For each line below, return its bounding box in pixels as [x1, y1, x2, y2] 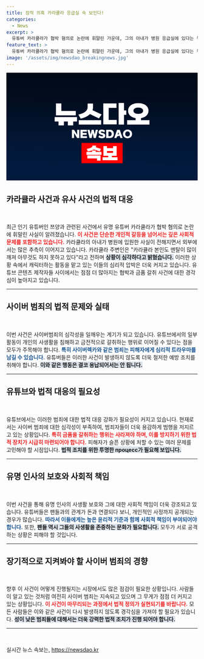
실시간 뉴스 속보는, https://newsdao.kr [6, 646, 99, 654]
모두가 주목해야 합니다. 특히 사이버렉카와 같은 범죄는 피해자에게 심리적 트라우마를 [6, 346, 196, 353]
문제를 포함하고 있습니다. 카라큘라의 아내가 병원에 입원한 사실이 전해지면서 [6, 238, 181, 246]
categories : [6, 16, 36, 23]
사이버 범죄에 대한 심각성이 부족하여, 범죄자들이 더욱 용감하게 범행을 [17, 423, 178, 431]
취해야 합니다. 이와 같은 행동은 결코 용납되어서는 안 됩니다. [6, 361, 143, 368]
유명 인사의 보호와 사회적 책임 [6, 471, 110, 482]
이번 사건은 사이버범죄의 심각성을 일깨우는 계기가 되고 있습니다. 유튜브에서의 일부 [6, 331, 198, 338]
